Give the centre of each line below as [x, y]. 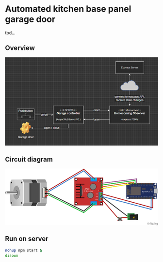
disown [12, 256]
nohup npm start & [24, 251]
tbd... [10, 33]
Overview [20, 48]
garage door [30, 19]
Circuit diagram [29, 159]
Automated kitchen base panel [68, 9]
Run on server [27, 238]
